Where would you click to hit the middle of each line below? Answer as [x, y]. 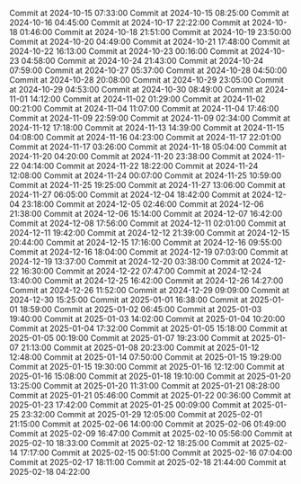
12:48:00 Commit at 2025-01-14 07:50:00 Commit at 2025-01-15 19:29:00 [146, 357]
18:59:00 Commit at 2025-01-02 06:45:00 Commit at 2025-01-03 [141, 309]
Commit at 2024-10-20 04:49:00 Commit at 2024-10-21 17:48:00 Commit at [150, 41]
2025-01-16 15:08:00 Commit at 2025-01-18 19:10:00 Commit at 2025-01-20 [150, 376]
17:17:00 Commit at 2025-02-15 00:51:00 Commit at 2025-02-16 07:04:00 [156, 453]
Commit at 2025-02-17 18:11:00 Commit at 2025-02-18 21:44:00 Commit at [148, 462]
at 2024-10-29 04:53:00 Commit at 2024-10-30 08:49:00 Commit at [136, 90]
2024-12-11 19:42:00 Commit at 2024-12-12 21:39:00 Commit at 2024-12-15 [150, 233]
